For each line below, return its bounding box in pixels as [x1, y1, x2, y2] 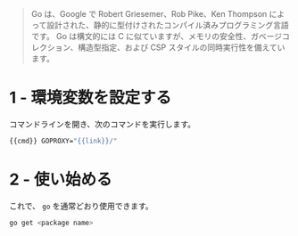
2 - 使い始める [9, 169, 112, 190]
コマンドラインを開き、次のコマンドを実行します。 [9, 118, 196, 129]
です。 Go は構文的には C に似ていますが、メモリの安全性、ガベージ [30, 31, 283, 41]
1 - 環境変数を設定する [9, 88, 172, 108]
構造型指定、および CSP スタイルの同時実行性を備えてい [77, 42, 286, 53]
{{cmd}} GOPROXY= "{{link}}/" [9, 136, 118, 145]
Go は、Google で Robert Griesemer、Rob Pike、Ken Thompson [30, 9, 268, 19]
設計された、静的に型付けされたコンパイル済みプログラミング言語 [46, 20, 290, 30]
